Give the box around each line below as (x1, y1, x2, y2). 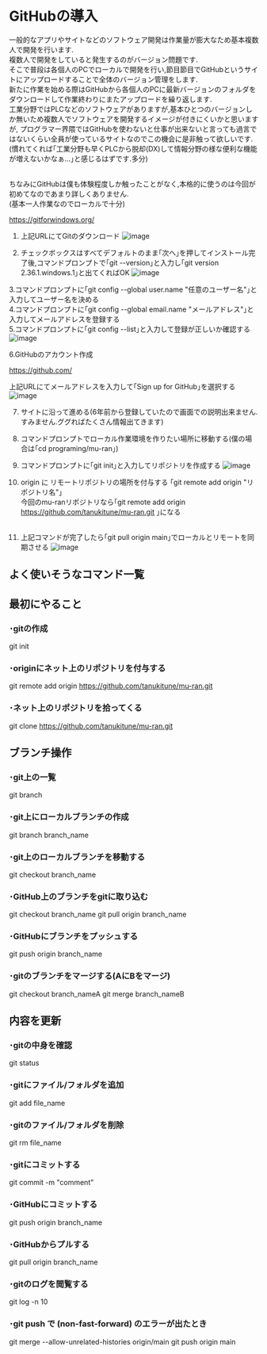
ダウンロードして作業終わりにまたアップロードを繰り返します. (9, 94, 212, 104)
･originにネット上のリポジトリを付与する (9, 663, 166, 674)
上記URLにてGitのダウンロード (20, 231, 120, 240)
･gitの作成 (9, 623, 48, 634)
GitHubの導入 (9, 7, 98, 25)
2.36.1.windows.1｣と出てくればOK (20, 267, 130, 277)
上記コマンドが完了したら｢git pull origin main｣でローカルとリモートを (20, 532, 248, 541)
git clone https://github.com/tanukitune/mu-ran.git (9, 721, 174, 730)
